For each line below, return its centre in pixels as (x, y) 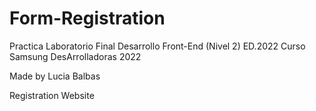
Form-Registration (87, 18)
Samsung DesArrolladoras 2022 (75, 56)
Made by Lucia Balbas (55, 76)
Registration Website (52, 95)
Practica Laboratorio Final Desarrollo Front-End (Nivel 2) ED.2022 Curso (157, 46)
